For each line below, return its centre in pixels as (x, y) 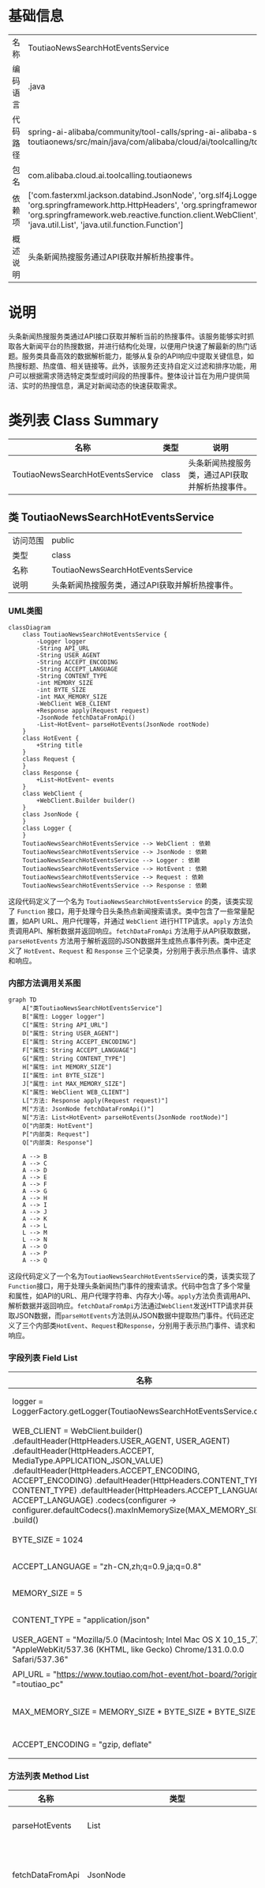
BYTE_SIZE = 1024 (48, 1539)
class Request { (49, 759)
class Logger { (47, 828)
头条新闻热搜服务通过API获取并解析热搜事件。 (113, 256)
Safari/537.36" (40, 1659)
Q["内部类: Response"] (58, 1143)
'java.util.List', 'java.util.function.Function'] (106, 225)
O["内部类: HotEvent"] (58, 1126)
